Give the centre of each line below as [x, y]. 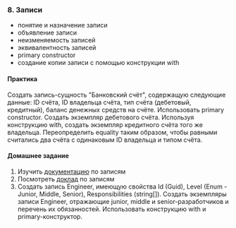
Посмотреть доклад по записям [66, 179]
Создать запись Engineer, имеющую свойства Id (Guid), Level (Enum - [122, 186]
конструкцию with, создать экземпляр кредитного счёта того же [105, 124]
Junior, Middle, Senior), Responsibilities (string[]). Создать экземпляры [122, 194]
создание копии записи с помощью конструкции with [98, 63]
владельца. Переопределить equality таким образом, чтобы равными [112, 132]
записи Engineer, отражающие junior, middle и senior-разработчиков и [123, 201]
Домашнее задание [38, 156]
